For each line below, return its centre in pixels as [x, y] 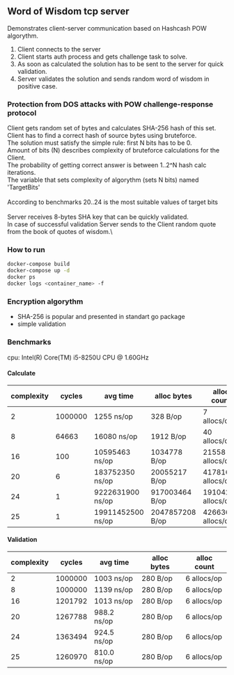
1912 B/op [169, 436]
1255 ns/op [114, 416]
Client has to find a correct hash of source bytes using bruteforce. [102, 136]
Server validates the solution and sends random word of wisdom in [113, 79]
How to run [26, 250]
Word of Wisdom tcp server [69, 11]
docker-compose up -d [39, 271]
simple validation [41, 324]
